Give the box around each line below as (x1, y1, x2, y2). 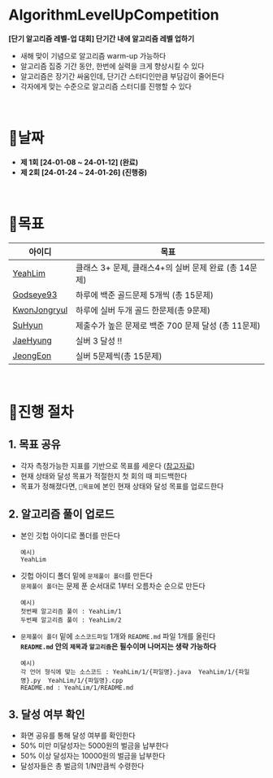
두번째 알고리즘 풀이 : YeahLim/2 (19, 616, 122, 624)
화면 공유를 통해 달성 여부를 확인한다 (19, 731, 136, 741)
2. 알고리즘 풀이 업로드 (8, 507, 115, 522)
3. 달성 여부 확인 (8, 708, 85, 722)
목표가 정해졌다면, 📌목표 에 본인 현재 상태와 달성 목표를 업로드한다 (19, 481, 224, 491)
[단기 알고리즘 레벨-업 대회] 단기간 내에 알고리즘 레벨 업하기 (8, 33, 195, 43)
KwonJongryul (12, 304, 68, 315)
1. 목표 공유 (8, 438, 61, 452)
